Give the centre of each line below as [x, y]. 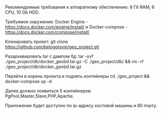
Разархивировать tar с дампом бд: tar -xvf [49, 56]
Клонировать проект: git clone [37, 42]
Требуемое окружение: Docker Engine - [47, 22]
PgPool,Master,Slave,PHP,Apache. [40, 96]
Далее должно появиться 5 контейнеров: [48, 91]
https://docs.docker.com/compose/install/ [47, 32]
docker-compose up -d [29, 81]
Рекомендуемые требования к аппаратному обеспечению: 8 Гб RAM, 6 [80, 7]
